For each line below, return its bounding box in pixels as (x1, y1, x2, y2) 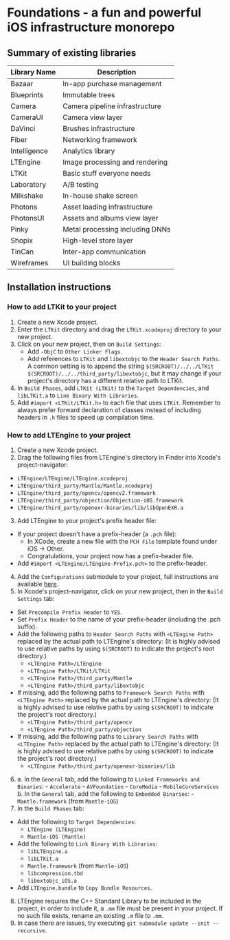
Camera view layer (62, 112, 123, 122)
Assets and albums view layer (62, 214, 159, 223)
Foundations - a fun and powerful (7, 5, 202, 21)
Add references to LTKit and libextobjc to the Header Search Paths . (27, 354, 220, 362)
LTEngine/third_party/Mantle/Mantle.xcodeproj (16, 482, 153, 489)
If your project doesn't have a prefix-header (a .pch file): (16, 529, 177, 538)
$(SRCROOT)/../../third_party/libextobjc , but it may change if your (27, 369, 222, 377)
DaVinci (10, 124, 36, 133)
